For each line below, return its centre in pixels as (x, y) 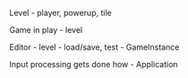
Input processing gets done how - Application (94, 64)
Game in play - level (46, 30)
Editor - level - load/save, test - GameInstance (94, 47)
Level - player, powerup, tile (60, 13)
